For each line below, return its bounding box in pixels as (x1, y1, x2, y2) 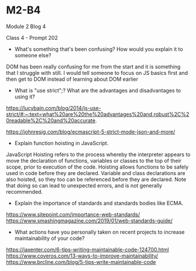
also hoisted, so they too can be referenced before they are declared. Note (6, 176, 187, 183)
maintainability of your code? (14, 235, 85, 242)
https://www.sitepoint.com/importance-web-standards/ (6, 211, 140, 218)
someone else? (14, 52, 51, 59)
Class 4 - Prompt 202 (6, 34, 59, 41)
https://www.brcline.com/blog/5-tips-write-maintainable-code (6, 258, 156, 265)
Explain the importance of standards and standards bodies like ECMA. (14, 200, 184, 207)
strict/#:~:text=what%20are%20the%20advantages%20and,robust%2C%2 (6, 111, 190, 118)
